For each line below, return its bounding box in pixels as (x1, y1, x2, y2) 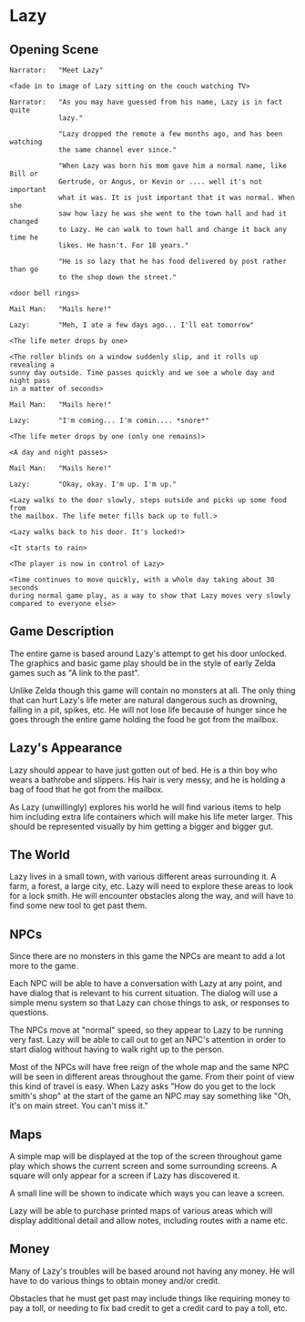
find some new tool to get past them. (9, 900, 147, 911)
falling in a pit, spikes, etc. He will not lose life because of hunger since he (9, 704, 288, 715)
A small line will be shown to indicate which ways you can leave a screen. (9, 1188, 285, 1199)
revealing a (9, 360, 55, 369)
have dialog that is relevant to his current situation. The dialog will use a (9, 988, 279, 999)
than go (9, 265, 39, 274)
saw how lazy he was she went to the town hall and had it (57, 209, 287, 218)
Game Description (9, 624, 115, 640)
